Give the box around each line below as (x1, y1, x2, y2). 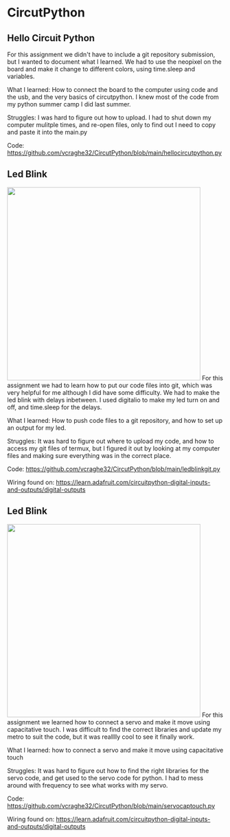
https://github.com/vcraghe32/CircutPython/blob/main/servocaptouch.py (7, 801, 216, 810)
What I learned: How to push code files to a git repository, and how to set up (7, 416, 223, 424)
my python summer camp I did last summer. (7, 100, 132, 108)
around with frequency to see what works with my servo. (7, 781, 168, 789)
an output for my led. (7, 424, 67, 432)
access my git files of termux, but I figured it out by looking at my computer (7, 444, 220, 452)
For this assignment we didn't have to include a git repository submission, (7, 50, 216, 58)
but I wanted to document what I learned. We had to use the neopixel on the (7, 58, 222, 66)
